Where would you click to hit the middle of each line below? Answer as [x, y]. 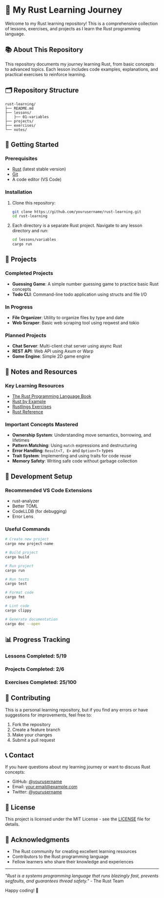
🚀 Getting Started [32, 144]
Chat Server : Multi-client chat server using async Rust [67, 346]
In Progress [19, 307]
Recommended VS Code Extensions [49, 490]
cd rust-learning [30, 216]
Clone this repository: [34, 203]
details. [12, 824]
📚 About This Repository [44, 50]
